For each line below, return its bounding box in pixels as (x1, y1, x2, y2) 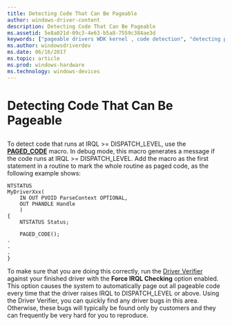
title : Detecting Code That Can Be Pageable (7, 10, 137, 17)
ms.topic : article (7, 55, 60, 62)
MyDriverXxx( (7, 189, 45, 195)
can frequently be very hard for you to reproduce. (7, 311, 148, 320)
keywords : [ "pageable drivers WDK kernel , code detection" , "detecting (7, 36, 221, 43)
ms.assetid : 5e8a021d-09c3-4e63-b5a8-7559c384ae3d (7, 29, 156, 37)
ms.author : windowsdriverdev (7, 42, 91, 49)
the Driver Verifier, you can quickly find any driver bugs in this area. (7, 296, 199, 305)
